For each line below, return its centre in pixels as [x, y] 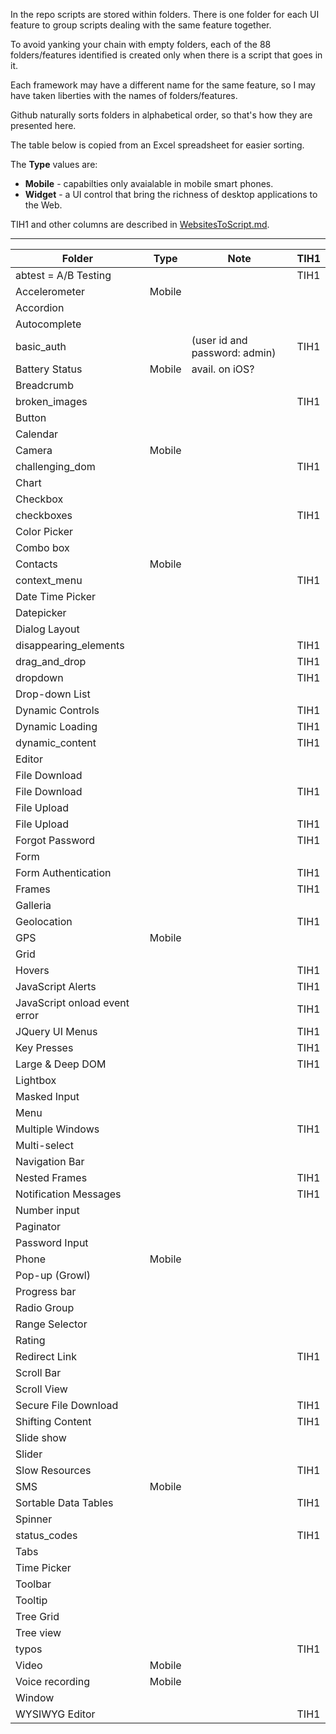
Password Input [52, 1242]
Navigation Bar [50, 1161]
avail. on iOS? [223, 369]
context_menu [49, 580]
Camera [34, 450]
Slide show [41, 1437]
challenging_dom [55, 466]
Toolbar [33, 1584]
